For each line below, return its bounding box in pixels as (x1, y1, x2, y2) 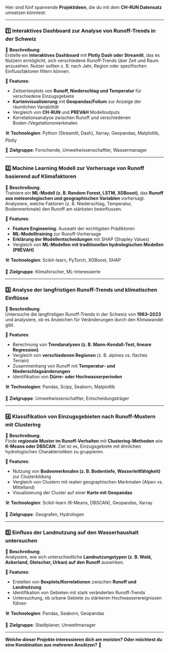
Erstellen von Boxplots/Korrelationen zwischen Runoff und (12, 579, 137, 585)
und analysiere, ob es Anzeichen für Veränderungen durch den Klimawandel (5, 316, 163, 322)
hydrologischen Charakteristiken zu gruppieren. (5, 449, 104, 455)
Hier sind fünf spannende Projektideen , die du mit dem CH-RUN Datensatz (5, 5, 162, 10)
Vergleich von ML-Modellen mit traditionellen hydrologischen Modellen (12, 242, 164, 248)
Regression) (12, 346, 39, 352)
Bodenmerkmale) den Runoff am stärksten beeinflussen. (5, 206, 122, 212)
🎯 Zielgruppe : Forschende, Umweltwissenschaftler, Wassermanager (5, 147, 147, 153)
